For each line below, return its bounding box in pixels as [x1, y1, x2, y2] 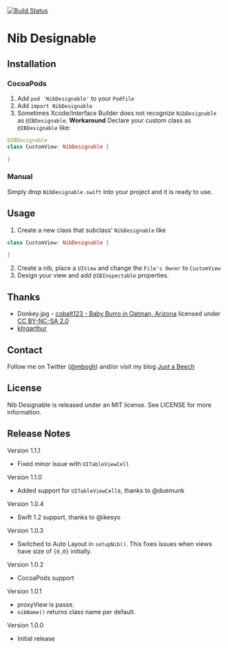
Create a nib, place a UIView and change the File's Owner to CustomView [17, 264, 221, 272]
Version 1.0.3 [7, 526, 43, 534]
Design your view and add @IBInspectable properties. [17, 271, 169, 280]
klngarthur [17, 324, 47, 333]
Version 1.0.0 [7, 620, 44, 629]
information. [7, 408, 42, 416]
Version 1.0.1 [7, 587, 43, 595]
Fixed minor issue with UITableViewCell [17, 459, 129, 468]
